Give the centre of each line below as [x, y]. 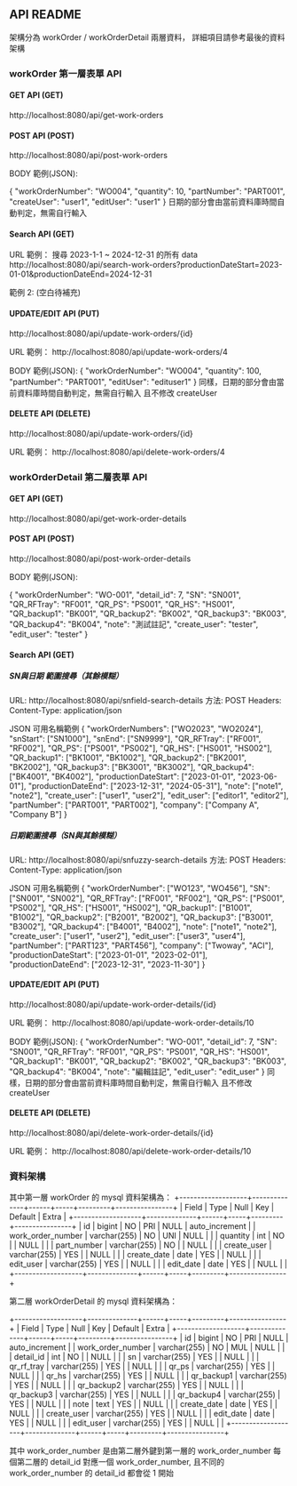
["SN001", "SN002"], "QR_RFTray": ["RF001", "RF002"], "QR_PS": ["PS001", [147, 898]
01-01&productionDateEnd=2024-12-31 [81, 274]
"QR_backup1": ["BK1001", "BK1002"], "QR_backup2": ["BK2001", [128, 757]
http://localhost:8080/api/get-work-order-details [98, 518]
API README [45, 15]
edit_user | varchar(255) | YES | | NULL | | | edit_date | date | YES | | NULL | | [148, 1264]
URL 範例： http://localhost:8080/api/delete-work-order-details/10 [130, 1152]
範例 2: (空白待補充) [45, 293]
